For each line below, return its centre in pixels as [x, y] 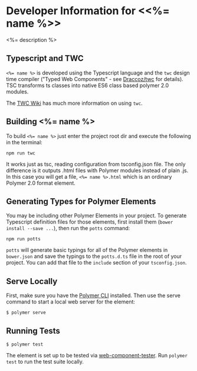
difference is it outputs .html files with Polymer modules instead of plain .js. [97, 170]
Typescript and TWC [45, 58]
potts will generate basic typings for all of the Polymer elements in [87, 250]
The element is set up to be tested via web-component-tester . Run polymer [97, 355]
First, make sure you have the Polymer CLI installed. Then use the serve [93, 296]
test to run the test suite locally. [45, 362]
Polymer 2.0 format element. [41, 183]
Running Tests [33, 330]
